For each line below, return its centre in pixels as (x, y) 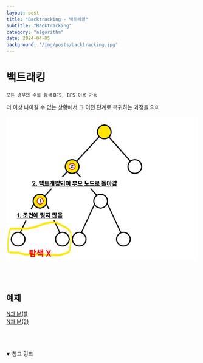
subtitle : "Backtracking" (39, 25)
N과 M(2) (18, 321)
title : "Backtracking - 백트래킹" (47, 19)
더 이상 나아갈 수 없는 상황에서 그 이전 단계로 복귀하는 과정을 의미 (83, 107)
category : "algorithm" (35, 32)
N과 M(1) (17, 314)
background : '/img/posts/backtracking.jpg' (62, 45)
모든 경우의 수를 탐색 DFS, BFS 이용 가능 (52, 95)
